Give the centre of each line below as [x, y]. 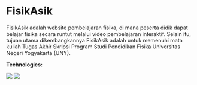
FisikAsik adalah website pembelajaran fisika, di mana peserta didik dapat [97, 28]
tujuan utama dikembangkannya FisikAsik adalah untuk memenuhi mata [94, 40]
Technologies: [25, 65]
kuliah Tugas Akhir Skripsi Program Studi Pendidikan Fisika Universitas [93, 47]
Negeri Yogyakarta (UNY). [38, 53]
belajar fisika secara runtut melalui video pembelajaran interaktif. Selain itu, [99, 34]
